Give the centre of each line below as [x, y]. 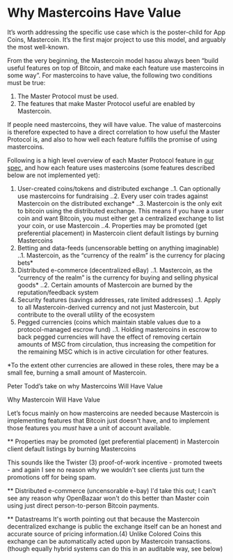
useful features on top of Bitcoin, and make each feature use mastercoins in [116, 68]
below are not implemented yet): [54, 175]
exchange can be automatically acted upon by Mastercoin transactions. [110, 541]
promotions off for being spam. [52, 477]
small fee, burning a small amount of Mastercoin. [77, 372]
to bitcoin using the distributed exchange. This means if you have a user [121, 211]
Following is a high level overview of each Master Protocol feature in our [111, 160]
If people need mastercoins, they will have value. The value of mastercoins [114, 124]
